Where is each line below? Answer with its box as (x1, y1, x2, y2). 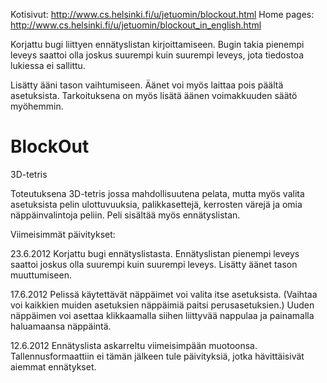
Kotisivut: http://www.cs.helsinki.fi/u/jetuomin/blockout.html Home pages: (10, 9, 315, 20)
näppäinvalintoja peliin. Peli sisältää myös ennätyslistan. (10, 209, 241, 221)
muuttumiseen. (10, 269, 72, 281)
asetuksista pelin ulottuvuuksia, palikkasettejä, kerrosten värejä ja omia (10, 198, 303, 210)
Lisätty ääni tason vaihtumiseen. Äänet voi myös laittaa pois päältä (10, 79, 284, 91)
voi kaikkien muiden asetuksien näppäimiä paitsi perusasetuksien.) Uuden (10, 299, 315, 311)
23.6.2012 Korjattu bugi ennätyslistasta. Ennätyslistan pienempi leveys (10, 247, 300, 259)
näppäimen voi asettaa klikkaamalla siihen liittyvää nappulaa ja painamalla (10, 309, 315, 321)
